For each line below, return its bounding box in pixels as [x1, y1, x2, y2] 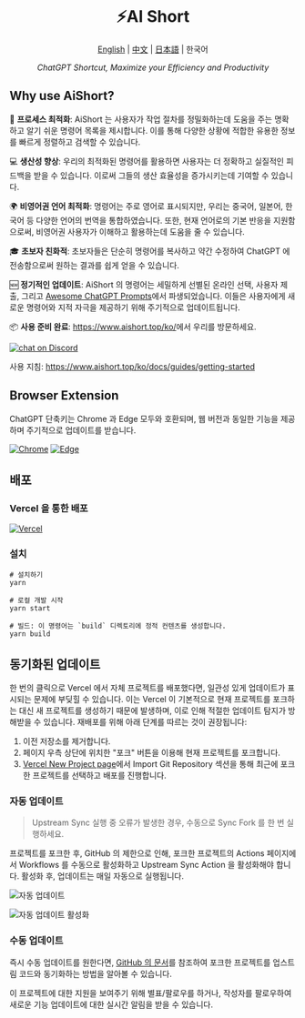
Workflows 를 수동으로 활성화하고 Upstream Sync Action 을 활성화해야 [18, 860, 275, 871]
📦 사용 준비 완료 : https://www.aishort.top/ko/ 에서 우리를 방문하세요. [9, 321, 257, 332]
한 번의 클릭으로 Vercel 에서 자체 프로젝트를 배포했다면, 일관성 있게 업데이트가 [9, 682, 286, 693]
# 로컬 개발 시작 [9, 596, 64, 605]
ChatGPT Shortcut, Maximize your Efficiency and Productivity [36, 62, 269, 73]
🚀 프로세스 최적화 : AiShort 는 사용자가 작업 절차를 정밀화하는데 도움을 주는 [9, 114, 273, 125]
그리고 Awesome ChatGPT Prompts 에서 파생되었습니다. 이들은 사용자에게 [21, 290, 286, 301]
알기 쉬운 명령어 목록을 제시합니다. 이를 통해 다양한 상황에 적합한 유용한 [25, 125, 280, 136]
